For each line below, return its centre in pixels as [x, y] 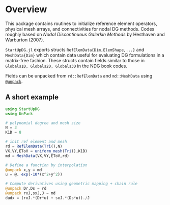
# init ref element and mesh [36, 142]
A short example [32, 97]
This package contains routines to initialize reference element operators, [81, 23]
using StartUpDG [22, 109]
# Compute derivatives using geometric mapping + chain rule [72, 184]
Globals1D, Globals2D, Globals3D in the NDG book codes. [66, 66]
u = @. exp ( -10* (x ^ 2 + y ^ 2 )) [34, 174]
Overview [26, 9]
